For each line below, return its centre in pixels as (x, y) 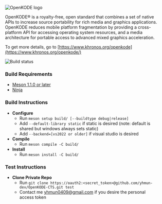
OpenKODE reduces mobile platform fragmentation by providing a (71, 27)
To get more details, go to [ (32, 47)
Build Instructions (27, 102)
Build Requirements (29, 74)
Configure (23, 113)
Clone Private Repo (32, 177)
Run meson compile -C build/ (49, 144)
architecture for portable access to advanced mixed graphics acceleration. (80, 37)
